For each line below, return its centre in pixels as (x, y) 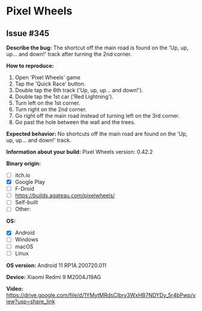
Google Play (30, 182)
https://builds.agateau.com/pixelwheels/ (65, 196)
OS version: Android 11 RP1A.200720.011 (57, 265)
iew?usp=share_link (31, 301)
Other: (23, 209)
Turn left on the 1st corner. (47, 103)
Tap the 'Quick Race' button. (50, 84)
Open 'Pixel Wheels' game (47, 77)
